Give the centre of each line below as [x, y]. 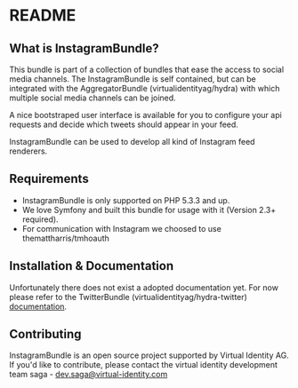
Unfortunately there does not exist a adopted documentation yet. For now [144, 287]
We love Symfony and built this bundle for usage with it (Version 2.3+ [149, 210]
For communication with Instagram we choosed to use [122, 228]
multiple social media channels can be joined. [93, 98]
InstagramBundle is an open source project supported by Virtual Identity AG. [149, 355]
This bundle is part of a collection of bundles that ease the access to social [147, 69]
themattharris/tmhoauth [65, 238]
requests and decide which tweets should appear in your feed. [124, 124]
